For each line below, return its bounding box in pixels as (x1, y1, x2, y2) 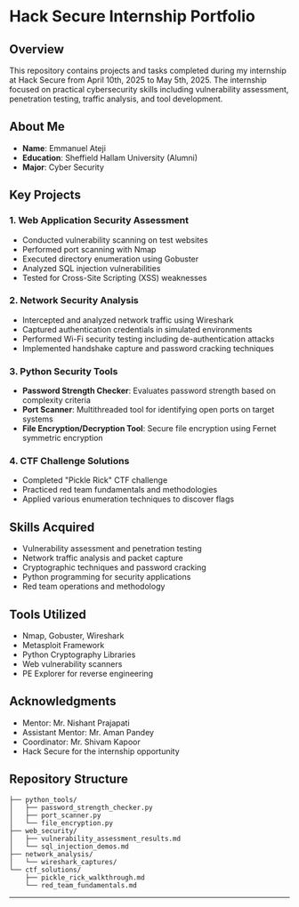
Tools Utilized (9, 606, 87, 622)
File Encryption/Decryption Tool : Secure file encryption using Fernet (21, 423, 277, 434)
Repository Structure (9, 772, 129, 787)
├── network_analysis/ (9, 849, 93, 859)
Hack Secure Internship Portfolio (9, 6, 255, 27)
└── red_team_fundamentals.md (25, 880, 138, 890)
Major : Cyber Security (21, 162, 105, 173)
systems (21, 413, 53, 424)
